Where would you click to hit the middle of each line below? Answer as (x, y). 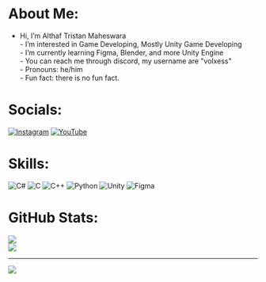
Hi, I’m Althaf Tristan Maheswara (73, 36)
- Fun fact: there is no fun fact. (70, 78)
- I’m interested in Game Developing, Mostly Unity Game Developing (131, 44)
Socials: (35, 110)
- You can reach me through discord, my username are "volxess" (125, 61)
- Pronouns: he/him (51, 69)
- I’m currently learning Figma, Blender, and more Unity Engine (122, 52)
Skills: (29, 164)
